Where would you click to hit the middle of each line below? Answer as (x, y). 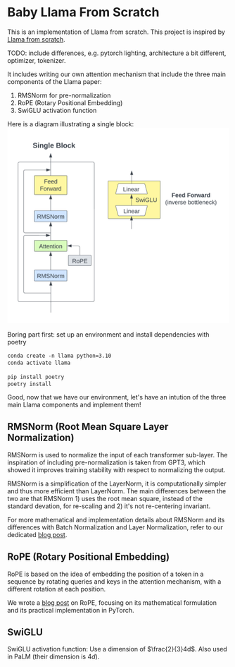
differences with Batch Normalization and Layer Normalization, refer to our (115, 527)
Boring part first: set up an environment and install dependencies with (108, 334)
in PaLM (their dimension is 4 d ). (53, 656)
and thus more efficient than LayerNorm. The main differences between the (117, 491)
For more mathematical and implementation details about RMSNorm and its (116, 519)
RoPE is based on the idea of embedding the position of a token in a (106, 574)
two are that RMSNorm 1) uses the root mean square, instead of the (105, 498)
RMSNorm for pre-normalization (64, 95)
